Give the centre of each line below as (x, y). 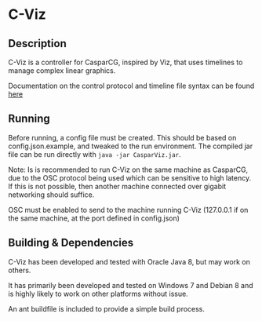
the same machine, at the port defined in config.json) (94, 218)
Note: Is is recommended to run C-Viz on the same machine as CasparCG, (128, 170)
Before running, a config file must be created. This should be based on (122, 137)
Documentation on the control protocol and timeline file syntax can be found (131, 86)
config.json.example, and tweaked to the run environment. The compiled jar (131, 146)
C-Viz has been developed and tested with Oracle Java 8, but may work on (129, 261)
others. (20, 270)
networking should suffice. (51, 195)
